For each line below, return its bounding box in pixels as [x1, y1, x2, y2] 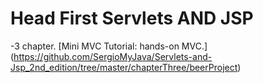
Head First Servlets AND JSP [10, 7, 254, 30]
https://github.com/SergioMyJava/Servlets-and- [13, 50, 213, 62]
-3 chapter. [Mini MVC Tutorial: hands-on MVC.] [10, 40, 208, 52]
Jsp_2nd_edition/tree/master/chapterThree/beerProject [10, 61, 238, 73]
